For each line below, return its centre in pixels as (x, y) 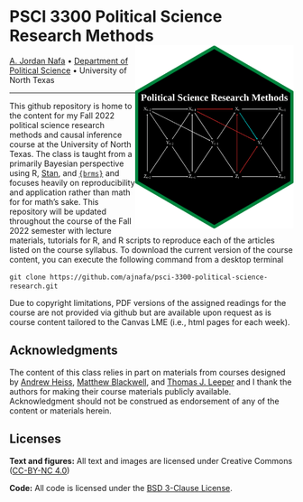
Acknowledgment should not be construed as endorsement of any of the (144, 401)
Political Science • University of (69, 70)
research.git (34, 286)
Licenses (35, 439)
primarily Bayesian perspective (67, 163)
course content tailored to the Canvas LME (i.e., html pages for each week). (150, 321)
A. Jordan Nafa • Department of (69, 60)
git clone (28, 277)
